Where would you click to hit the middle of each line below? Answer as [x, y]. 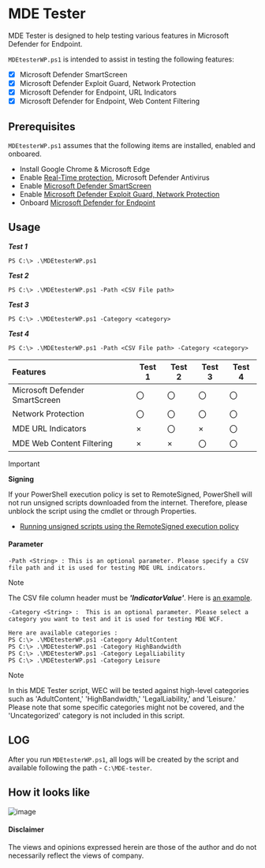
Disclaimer [26, 829]
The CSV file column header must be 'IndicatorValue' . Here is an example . [130, 598]
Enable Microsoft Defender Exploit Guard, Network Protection [119, 194]
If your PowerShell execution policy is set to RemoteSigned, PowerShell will [130, 494]
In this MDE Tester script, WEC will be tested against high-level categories [129, 691]
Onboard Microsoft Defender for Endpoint [88, 203]
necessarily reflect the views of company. [76, 855]
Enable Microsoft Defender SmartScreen [86, 186]
